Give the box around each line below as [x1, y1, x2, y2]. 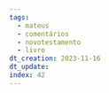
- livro [17, 46, 46, 55]
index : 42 [9, 71, 46, 80]
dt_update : [9, 63, 50, 72]
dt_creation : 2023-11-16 [9, 54, 101, 63]
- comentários [17, 29, 69, 38]
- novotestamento [17, 37, 82, 47]
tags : [9, 12, 29, 22]
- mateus [17, 21, 50, 30]
